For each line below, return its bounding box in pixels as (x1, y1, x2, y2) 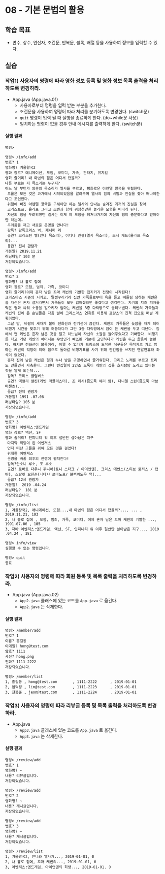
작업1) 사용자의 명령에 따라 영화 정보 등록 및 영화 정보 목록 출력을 (5, 77, 148, 84)
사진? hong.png (5, 654, 34, 659)
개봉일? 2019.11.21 (5, 249, 42, 254)
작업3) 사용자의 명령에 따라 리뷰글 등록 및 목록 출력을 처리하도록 (5, 702, 146, 709)
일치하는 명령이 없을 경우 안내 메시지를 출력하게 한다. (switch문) (19, 121, 143, 127)
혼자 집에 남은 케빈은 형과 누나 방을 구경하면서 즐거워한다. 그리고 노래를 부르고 (7, 357, 149, 362)
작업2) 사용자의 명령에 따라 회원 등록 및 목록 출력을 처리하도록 (5, 573, 142, 580)
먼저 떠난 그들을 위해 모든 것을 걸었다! (7, 446, 77, 451)
